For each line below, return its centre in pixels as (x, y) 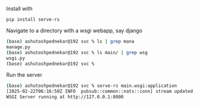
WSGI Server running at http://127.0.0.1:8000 (65, 97)
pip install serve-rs (33, 20)
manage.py (18, 47)
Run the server (24, 75)
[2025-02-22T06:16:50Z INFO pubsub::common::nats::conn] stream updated (100, 92)
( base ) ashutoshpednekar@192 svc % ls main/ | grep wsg (77, 52)
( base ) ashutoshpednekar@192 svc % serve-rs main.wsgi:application (92, 86)
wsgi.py (16, 58)
